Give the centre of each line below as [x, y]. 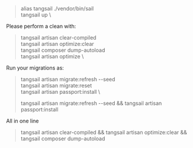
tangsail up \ [36, 15]
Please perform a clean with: [41, 26]
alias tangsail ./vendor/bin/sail [57, 9]
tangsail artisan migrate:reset [56, 85]
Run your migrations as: [35, 68]
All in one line [22, 121]
